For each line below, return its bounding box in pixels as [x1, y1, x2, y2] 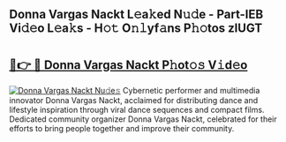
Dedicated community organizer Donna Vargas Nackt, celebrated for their [9, 114, 277, 124]
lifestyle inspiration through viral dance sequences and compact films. [9, 105, 265, 115]
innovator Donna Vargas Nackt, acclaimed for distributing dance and [9, 95, 259, 105]
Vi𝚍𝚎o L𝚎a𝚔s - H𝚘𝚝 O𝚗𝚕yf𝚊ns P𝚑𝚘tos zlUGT [9, 21, 263, 36]
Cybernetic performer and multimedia [122, 86, 260, 95]
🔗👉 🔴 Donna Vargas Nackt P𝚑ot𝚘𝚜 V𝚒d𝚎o [9, 57, 248, 72]
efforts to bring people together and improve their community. [9, 123, 235, 133]
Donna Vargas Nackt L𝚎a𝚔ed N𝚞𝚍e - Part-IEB [9, 7, 264, 22]
